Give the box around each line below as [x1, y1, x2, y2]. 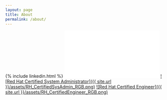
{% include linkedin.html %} [5, 73, 63, 79]
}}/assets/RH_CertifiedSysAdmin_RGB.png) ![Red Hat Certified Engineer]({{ [5, 84, 162, 90]
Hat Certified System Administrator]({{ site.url [16, 78, 111, 84]
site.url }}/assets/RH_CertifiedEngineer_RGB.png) [5, 89, 108, 95]
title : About [5, 12, 33, 17]
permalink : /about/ [5, 17, 47, 22]
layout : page [5, 7, 33, 13]
